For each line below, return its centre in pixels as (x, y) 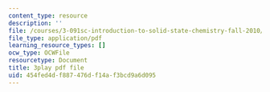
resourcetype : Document (48, 61)
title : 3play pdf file (46, 68)
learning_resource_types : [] (57, 46)
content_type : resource (48, 16)
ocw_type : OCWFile (39, 53)
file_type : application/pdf (55, 38)
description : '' (35, 23)
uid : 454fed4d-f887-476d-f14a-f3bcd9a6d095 (82, 75)
